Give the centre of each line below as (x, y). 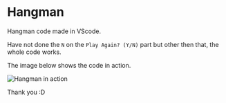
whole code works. (34, 52)
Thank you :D (26, 92)
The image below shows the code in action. (69, 65)
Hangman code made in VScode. (54, 31)
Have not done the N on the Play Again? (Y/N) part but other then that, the (113, 44)
